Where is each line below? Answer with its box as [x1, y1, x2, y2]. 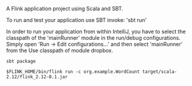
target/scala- [142, 69, 178, 75]
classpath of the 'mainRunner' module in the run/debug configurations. [6, 34, 181, 41]
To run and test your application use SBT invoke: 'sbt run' [6, 17, 147, 23]
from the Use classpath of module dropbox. [6, 47, 113, 54]
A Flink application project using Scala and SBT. [6, 5, 123, 12]
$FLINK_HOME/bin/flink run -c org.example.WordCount [6, 69, 140, 75]
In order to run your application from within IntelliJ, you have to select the [6, 28, 186, 35]
